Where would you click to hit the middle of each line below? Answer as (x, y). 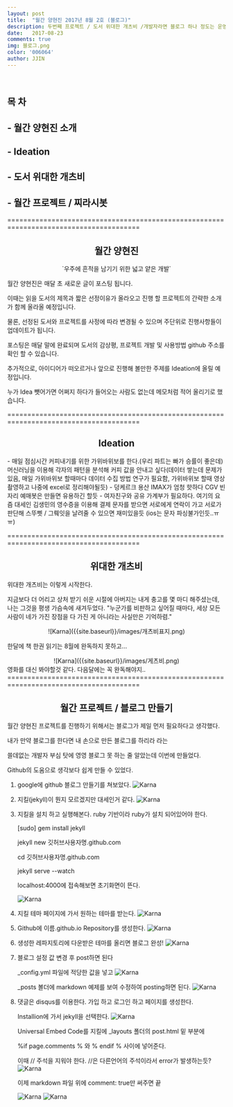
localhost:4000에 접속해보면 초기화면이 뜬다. (79, 885)
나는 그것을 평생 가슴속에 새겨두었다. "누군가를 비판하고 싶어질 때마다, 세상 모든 (114, 608)
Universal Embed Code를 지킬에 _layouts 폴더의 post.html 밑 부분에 (111, 1031)
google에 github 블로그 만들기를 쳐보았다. (74, 785)
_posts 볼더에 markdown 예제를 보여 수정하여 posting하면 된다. (104, 987)
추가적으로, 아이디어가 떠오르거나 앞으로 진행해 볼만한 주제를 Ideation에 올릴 (110, 368)
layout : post (26, 14)
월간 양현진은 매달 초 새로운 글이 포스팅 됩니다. (70, 283)
